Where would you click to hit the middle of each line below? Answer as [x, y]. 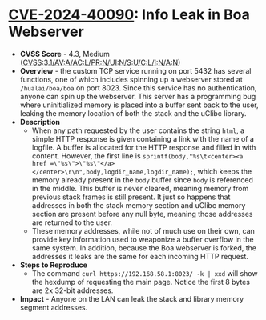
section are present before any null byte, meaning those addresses [142, 214]
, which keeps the [223, 171]
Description [40, 122]
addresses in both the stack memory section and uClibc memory [139, 205]
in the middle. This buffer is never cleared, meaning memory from [140, 188]
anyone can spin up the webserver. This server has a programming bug [138, 96]
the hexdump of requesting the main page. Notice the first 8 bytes [141, 282]
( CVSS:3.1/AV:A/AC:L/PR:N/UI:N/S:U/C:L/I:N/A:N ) [100, 62]
